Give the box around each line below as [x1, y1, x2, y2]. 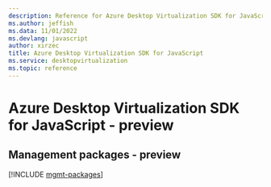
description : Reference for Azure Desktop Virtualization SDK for [8, 11, 236, 20]
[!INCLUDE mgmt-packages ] [8, 169, 103, 179]
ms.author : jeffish [8, 19, 74, 27]
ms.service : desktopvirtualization [8, 57, 128, 65]
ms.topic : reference [8, 64, 78, 73]
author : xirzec [8, 42, 60, 50]
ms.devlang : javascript [8, 34, 89, 43]
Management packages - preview [8, 148, 181, 162]
